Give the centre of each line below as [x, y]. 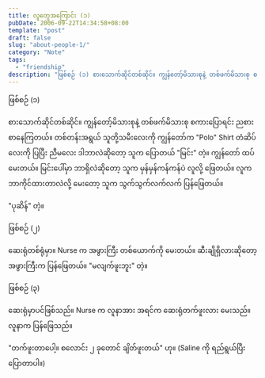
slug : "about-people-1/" [49, 45]
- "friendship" [40, 67]
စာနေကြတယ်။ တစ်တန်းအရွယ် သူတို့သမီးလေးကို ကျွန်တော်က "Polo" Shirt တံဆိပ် [132, 137]
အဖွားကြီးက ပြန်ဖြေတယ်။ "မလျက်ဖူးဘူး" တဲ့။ [78, 265]
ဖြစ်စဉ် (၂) [25, 227]
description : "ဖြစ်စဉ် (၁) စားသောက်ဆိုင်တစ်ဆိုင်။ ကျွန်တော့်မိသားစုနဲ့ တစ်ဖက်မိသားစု [129, 74]
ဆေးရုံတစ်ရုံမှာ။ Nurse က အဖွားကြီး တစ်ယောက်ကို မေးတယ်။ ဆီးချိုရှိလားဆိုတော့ [132, 250]
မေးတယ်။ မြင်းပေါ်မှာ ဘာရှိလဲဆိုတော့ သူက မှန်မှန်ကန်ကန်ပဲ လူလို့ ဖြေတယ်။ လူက [130, 168]
